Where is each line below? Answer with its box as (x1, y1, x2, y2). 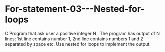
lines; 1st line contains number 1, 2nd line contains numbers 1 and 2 (5, 36, 143, 42)
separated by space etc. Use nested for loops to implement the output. (5, 41, 151, 47)
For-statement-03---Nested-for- (5, 3, 145, 15)
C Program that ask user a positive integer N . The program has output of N (5, 30, 160, 36)
